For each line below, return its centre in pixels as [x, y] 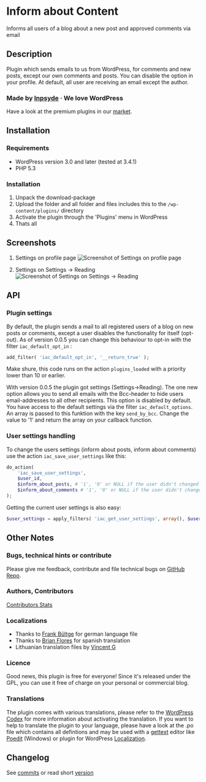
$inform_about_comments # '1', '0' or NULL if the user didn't [100, 490]
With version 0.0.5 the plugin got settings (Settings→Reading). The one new [102, 387]
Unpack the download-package [55, 197]
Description [29, 54]
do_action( [20, 467]
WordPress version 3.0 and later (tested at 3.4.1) [76, 162]
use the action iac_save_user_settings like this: [67, 456]
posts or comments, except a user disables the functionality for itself [93, 333]
